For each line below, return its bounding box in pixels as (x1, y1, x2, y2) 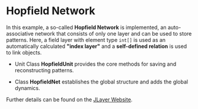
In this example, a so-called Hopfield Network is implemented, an (6, 24, 167, 31)
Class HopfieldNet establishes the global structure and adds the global (14, 78, 188, 85)
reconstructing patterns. (14, 66, 74, 73)
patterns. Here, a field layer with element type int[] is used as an (6, 36, 166, 43)
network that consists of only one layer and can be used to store (34, 30, 192, 37)
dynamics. (14, 84, 40, 91)
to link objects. (6, 49, 42, 56)
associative (6, 30, 34, 37)
